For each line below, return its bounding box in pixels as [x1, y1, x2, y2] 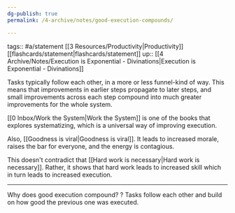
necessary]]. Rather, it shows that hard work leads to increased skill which [7, 163, 222, 171]
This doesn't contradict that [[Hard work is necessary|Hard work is [7, 155, 200, 164]
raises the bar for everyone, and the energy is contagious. [7, 142, 175, 150]
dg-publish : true [7, 10, 58, 17]
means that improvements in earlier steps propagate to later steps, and [7, 85, 212, 94]
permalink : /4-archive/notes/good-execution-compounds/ [7, 17, 173, 24]
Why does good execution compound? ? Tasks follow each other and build [7, 190, 222, 199]
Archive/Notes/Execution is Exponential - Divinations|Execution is [7, 57, 196, 65]
